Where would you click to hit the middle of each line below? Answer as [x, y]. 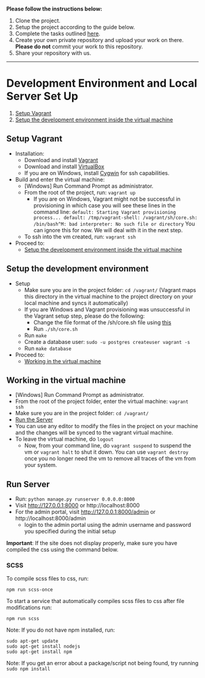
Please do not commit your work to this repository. [79, 46]
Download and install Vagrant [61, 160]
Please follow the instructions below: [54, 9]
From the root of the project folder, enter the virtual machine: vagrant [102, 401]
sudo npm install [28, 669]
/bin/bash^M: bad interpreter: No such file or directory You [114, 223]
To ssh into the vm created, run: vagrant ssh [80, 237]
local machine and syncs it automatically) [76, 303]
